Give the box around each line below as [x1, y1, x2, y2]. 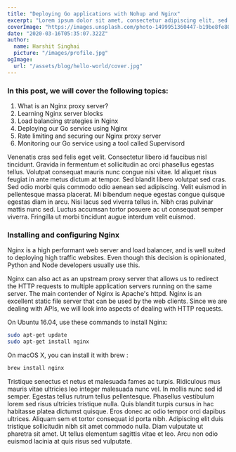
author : [7, 37, 30, 44]
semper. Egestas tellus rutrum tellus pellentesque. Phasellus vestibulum [7, 392, 215, 401]
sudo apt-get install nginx [7, 338, 90, 345]
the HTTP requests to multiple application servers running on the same [7, 282, 212, 290]
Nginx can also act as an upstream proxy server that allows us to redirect [7, 275, 219, 283]
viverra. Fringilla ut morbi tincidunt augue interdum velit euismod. [7, 212, 196, 221]
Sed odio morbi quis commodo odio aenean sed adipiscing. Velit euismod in [7, 182, 227, 191]
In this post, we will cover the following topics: [7, 86, 169, 96]
